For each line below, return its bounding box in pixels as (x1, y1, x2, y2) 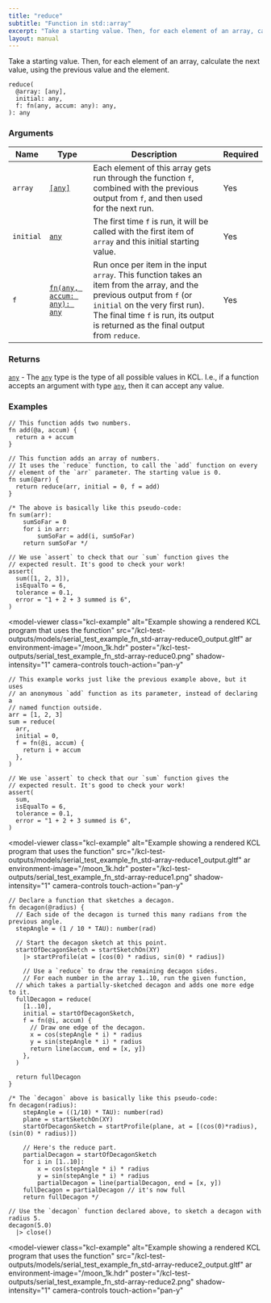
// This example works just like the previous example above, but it (8, 676, 248, 684)
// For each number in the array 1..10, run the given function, (23, 974, 248, 982)
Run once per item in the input (93, 259, 207, 270)
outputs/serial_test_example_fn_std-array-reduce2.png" (8, 1277, 194, 1287)
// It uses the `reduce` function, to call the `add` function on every (8, 462, 258, 470)
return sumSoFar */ (23, 539, 89, 547)
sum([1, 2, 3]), (15, 575, 70, 583)
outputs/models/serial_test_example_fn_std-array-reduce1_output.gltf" (8, 855, 242, 865)
